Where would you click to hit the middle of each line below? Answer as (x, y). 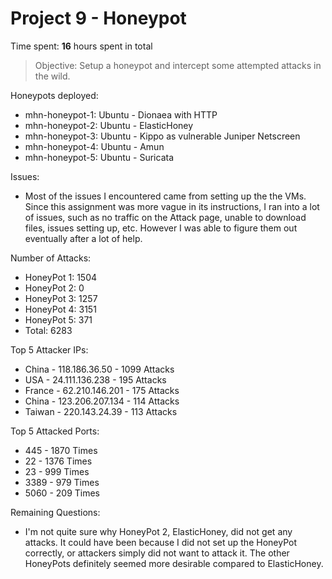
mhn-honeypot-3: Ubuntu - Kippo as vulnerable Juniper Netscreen (162, 136)
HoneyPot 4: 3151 (60, 309)
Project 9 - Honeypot (98, 18)
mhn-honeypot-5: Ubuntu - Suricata (99, 157)
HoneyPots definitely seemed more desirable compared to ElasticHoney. (174, 563)
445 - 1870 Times (61, 450)
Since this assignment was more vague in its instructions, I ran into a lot (172, 206)
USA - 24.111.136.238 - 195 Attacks (95, 379)
